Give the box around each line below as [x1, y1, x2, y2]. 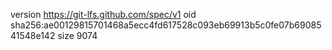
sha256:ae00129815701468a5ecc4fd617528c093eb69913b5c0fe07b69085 [10, 19, 322, 31]
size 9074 [57, 30, 98, 41]
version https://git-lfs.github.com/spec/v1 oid [10, 9, 197, 20]
